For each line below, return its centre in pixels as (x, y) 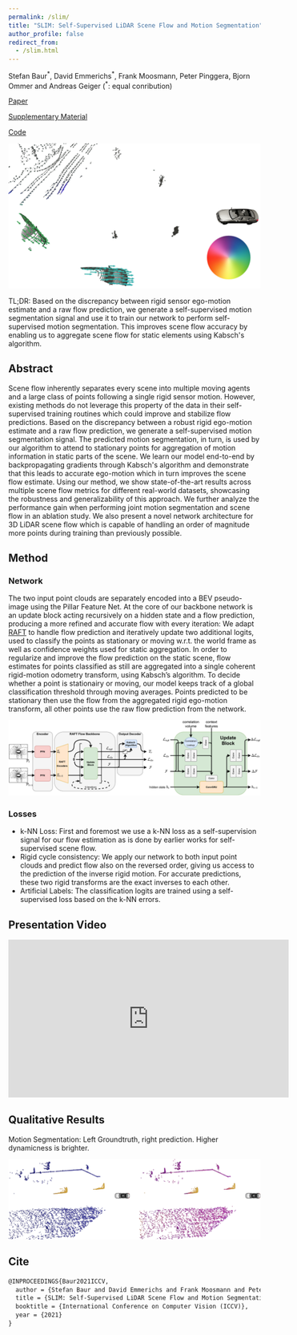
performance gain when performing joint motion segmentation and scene (129, 507)
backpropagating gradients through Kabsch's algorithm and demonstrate (129, 464)
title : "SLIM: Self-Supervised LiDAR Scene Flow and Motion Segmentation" (136, 25)
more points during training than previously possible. (95, 532)
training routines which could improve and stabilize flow (139, 414)
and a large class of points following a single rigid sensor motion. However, (132, 396)
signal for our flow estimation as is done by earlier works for (119, 840)
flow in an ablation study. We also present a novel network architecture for (131, 516)
